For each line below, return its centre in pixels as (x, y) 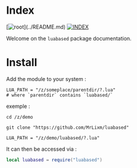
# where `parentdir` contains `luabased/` (60, 95)
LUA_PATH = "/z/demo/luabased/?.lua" (53, 138)
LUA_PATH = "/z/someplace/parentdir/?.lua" (61, 90)
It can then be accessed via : (42, 149)
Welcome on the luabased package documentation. (69, 38)
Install (22, 63)
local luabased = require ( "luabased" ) (54, 160)
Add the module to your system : (46, 79)
